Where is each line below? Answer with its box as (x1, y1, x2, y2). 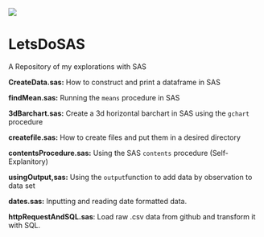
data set (8, 181, 36, 190)
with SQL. (8, 220, 41, 230)
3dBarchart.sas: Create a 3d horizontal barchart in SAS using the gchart (8, 108, 250, 118)
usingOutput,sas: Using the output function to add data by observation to (8, 172, 253, 182)
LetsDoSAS (8, 35, 86, 54)
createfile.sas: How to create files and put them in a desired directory (8, 133, 241, 142)
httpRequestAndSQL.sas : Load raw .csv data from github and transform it (8, 211, 256, 221)
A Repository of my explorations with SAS (8, 61, 147, 72)
